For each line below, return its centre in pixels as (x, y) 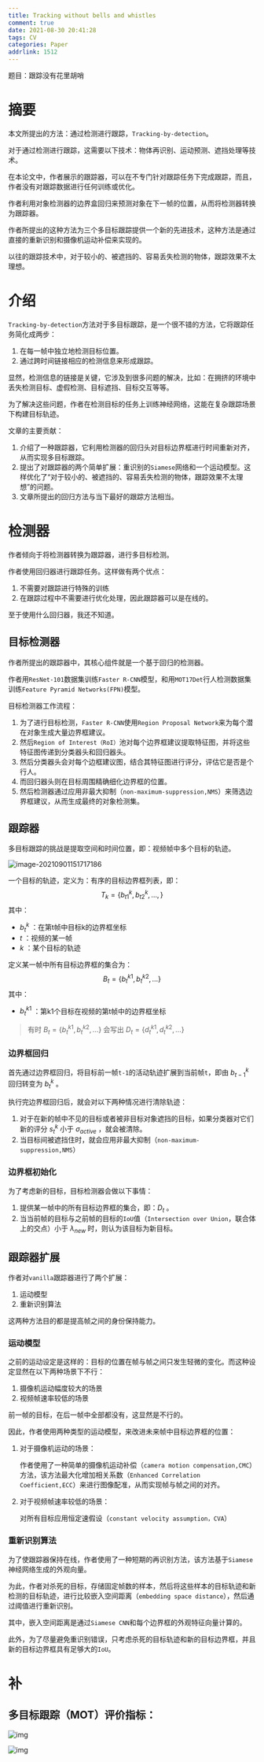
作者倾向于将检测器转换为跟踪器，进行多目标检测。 (91, 554)
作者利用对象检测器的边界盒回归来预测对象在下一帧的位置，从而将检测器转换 (132, 203)
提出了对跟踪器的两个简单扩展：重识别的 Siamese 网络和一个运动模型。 (132, 467)
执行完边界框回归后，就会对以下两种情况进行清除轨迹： (97, 1101)
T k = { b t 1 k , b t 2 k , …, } (132, 895)
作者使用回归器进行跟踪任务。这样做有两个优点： (87, 571)
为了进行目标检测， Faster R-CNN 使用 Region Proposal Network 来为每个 (133, 722)
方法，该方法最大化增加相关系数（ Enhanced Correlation (110, 1475)
